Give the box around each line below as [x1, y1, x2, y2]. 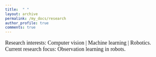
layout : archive [5, 12, 38, 16]
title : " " [5, 7, 29, 12]
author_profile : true [5, 20, 49, 26]
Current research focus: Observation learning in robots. [5, 46, 126, 53]
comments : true [5, 25, 36, 30]
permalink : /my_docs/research [5, 16, 67, 21]
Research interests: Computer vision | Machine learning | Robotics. [5, 40, 152, 46]
